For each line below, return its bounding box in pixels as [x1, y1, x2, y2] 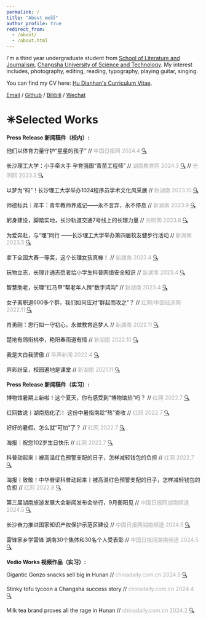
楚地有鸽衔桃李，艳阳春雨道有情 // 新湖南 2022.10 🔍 [6, 336, 139, 343]
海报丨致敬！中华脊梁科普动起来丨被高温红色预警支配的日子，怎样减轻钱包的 [6, 476, 200, 483]
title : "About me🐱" [6, 15, 58, 21]
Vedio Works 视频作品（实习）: [6, 558, 86, 565]
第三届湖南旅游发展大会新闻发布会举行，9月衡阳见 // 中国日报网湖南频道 [6, 498, 189, 506]
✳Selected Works [6, 113, 98, 127]
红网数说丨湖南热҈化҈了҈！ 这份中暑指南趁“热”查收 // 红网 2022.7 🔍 [6, 409, 170, 416]
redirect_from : [6, 26, 46, 33]
